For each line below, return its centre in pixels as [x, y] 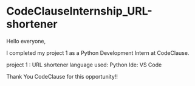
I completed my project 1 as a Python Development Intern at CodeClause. [98, 52]
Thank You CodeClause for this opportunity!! [62, 76]
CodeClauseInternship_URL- [80, 11]
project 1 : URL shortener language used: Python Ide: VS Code [84, 65]
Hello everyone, [26, 41]
